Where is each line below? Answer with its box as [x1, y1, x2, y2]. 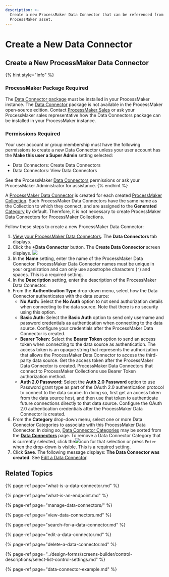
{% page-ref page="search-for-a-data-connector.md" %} [5, 521, 126, 528]
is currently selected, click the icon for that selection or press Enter [12, 438, 156, 444]
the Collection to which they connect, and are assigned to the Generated [5, 203, 157, 209]
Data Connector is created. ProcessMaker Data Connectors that [20, 362, 153, 369]
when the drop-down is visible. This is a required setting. [12, 444, 131, 450]
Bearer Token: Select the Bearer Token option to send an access [20, 336, 156, 342]
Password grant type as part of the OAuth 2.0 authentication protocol [20, 384, 164, 390]
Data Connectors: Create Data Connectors [12, 162, 101, 168]
